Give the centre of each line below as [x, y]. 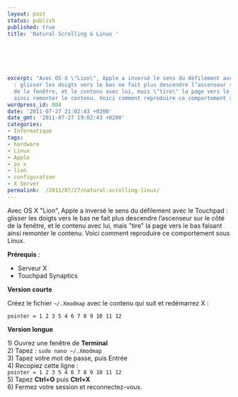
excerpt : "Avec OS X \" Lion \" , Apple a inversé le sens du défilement [114, 79]
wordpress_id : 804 [34, 105]
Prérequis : [24, 254]
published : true [31, 27]
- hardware [23, 144]
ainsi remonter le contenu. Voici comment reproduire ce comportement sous [119, 233]
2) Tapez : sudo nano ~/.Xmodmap [55, 350]
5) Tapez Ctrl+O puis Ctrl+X [49, 379]
